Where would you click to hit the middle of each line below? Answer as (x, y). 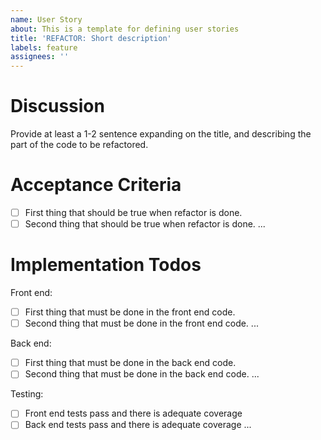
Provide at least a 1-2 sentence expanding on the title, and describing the (161, 134)
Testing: (27, 394)
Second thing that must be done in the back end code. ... (142, 374)
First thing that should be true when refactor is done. (133, 212)
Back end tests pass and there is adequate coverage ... (138, 425)
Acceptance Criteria (96, 185)
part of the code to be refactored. (79, 145)
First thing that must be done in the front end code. (130, 312)
